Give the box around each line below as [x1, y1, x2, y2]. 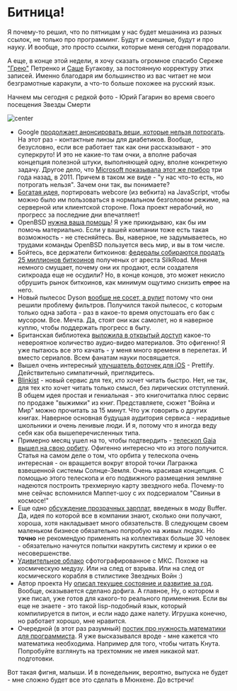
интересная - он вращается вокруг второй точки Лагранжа [17, 458, 198, 467]
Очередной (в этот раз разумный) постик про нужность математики [17, 624, 226, 632]
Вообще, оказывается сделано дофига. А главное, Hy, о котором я [17, 586, 219, 595]
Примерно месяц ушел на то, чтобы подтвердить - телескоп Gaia [17, 436, 216, 445]
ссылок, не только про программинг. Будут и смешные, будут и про [7, 35, 214, 43]
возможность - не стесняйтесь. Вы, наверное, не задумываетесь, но [17, 233, 228, 241]
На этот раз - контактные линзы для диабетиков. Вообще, [17, 135, 194, 144]
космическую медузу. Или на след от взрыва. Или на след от [17, 564, 205, 572]
